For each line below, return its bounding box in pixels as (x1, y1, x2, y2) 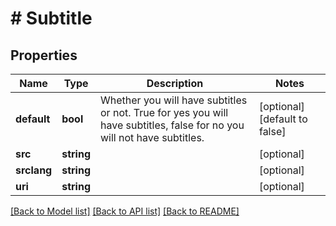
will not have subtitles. (100, 131, 205, 144)
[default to (258, 112, 308, 126)
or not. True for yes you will (100, 106, 229, 119)
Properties (10, 47, 78, 64)
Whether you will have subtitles (100, 93, 248, 107)
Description (146, 77, 204, 90)
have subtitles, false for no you (100, 118, 245, 132)
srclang (15, 163, 53, 177)
